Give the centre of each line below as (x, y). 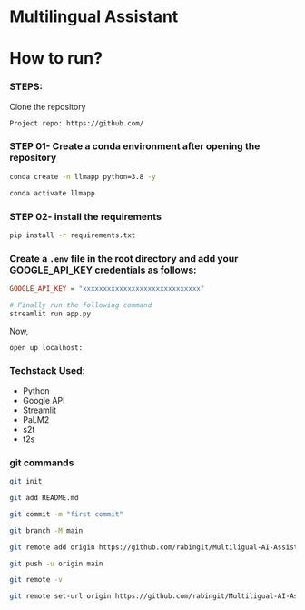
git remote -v (36, 580)
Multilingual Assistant (94, 17)
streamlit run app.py (50, 314)
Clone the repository (48, 106)
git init (26, 482)
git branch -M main (46, 530)
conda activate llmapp (52, 193)
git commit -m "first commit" (67, 514)
